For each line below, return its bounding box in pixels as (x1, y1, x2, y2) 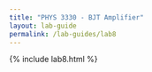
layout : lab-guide (9, 21, 77, 30)
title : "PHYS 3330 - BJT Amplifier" (9, 12, 144, 22)
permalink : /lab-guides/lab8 (9, 29, 117, 38)
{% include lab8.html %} (9, 54, 99, 65)
